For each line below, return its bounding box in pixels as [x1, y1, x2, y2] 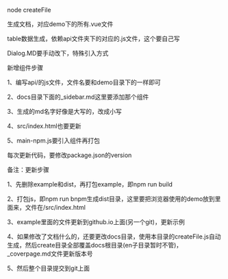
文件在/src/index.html [25, 204, 86, 211]
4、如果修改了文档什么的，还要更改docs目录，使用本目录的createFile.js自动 [7, 232, 221, 241]
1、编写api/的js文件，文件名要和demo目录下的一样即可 [7, 78, 161, 86]
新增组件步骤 [7, 64, 43, 71]
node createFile [7, 6, 51, 14]
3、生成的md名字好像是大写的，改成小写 [7, 108, 122, 115]
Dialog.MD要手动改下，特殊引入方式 [7, 49, 109, 57]
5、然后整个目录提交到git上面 [7, 264, 90, 272]
